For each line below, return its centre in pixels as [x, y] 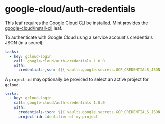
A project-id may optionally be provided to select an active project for [77, 79]
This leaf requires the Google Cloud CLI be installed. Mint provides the [77, 23]
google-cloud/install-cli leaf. [34, 28]
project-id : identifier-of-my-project [58, 117]
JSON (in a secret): [25, 42]
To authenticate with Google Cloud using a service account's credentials [79, 37]
